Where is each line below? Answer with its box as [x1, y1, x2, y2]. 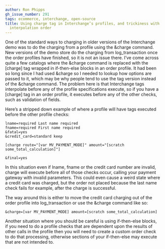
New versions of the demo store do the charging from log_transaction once [5, 50, 158, 56]
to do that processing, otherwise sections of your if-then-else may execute [5, 234, 158, 240]
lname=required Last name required [5, 121, 78, 126]
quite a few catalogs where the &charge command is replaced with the [5, 60, 149, 66]
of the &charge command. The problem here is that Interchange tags [5, 81, 144, 87]
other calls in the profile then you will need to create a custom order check [5, 229, 156, 235]
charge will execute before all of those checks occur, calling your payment [5, 170, 156, 176]
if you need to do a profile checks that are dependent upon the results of [5, 223, 153, 229]
